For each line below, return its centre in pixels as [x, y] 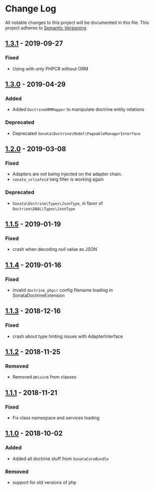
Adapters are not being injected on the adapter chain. [67, 174]
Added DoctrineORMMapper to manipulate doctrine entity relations [78, 109]
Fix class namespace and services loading [56, 418]
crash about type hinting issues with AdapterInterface [68, 336]
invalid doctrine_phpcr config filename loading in [63, 290]
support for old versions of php [44, 483]
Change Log [31, 9]
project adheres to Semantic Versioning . [46, 27]
